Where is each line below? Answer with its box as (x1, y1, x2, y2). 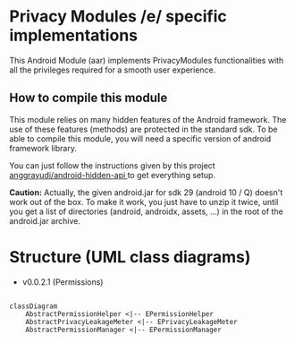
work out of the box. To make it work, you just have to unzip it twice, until (9, 196, 279, 207)
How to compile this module (9, 90, 168, 106)
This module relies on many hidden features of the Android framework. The (9, 114, 287, 124)
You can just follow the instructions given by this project (9, 159, 216, 171)
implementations (9, 25, 139, 46)
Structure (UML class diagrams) (9, 246, 251, 267)
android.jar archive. (9, 215, 80, 226)
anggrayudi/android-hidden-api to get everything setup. (9, 169, 216, 180)
